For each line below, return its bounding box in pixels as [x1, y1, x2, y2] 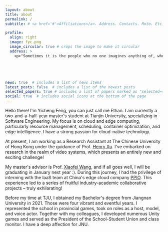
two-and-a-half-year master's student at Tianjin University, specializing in [5, 113, 157, 119]
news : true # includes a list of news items [5, 80, 101, 85]
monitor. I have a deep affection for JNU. [5, 222, 89, 227]
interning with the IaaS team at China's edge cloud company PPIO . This [5, 175, 152, 180]
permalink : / [5, 16, 32, 21]
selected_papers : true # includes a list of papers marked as [5, 89, 137, 94]
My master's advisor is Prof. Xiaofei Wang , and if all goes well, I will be [5, 164, 150, 170]
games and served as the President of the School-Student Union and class [5, 216, 159, 222]
